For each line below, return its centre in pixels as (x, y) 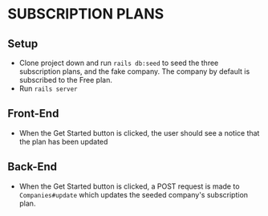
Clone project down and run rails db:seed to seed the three (119, 63)
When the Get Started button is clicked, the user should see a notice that (139, 132)
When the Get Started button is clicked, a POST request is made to (129, 186)
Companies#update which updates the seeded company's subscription (134, 194)
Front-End (33, 114)
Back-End (32, 167)
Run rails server (48, 88)
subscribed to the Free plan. (66, 80)
